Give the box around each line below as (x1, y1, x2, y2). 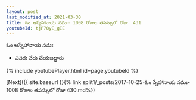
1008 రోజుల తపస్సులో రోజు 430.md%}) (6, 86, 95, 93)
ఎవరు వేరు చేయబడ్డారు (14, 54, 64, 62)
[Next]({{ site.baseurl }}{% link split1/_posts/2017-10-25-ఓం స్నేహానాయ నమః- (6, 79, 191, 86)
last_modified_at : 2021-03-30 (6, 14, 82, 20)
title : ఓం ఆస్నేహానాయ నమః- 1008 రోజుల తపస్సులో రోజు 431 (6, 20, 142, 25)
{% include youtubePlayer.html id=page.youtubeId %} (6, 67, 139, 75)
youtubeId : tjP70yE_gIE (6, 25, 66, 31)
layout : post (6, 8, 39, 15)
